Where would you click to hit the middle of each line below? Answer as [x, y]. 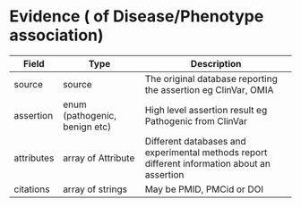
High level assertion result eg [206, 110]
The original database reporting [211, 79]
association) [57, 35]
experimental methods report [206, 152]
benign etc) [87, 127]
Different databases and [195, 141]
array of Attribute [99, 158]
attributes [34, 158]
